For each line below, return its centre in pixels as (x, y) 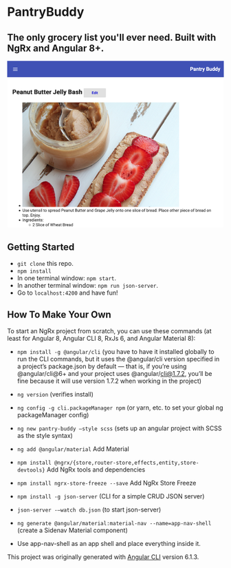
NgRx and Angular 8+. (56, 48)
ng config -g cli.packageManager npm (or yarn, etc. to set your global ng (120, 408)
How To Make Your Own (59, 314)
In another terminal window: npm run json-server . (88, 286)
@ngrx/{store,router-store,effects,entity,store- (126, 463)
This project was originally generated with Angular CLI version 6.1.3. (103, 557)
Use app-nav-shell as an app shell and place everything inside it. (109, 544)
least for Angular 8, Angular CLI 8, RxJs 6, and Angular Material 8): (101, 339)
